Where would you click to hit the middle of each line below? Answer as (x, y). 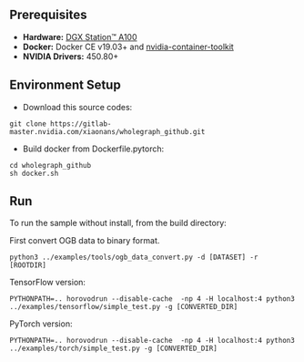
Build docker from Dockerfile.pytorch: (93, 149)
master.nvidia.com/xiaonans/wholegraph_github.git (107, 131)
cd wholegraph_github (51, 165)
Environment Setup (65, 85)
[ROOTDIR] (28, 265)
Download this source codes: (77, 107)
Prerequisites (48, 15)
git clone (28, 124)
